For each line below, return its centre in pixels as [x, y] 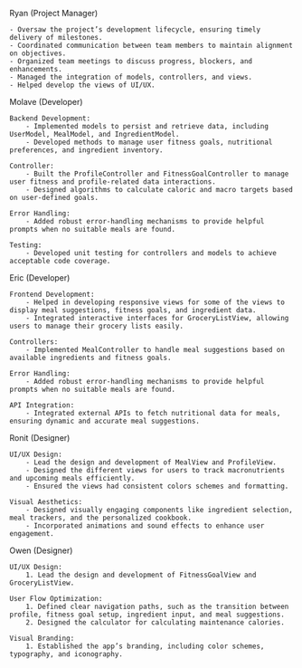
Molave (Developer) [46, 102]
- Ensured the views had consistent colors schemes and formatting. [157, 486]
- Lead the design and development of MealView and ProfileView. [151, 463]
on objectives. [38, 53]
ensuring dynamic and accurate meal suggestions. [105, 421]
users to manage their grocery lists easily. [96, 326]
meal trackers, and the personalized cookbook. [101, 518]
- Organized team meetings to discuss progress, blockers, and [131, 62]
